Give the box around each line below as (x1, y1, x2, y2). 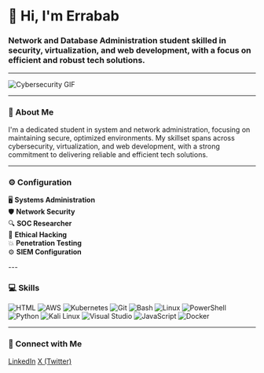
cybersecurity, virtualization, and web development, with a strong (8, 141, 220, 151)
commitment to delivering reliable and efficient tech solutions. (8, 149, 208, 159)
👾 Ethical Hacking (8, 230, 68, 240)
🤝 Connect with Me (8, 338, 82, 349)
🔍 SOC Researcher (8, 219, 72, 229)
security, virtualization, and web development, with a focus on (8, 45, 251, 56)
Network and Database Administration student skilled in (8, 35, 226, 46)
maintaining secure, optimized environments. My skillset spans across (8, 133, 236, 142)
